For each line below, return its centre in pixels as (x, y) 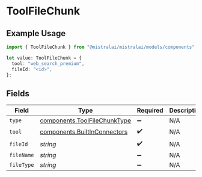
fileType (22, 165)
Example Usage (36, 33)
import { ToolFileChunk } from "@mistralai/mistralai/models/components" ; (102, 47)
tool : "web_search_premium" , (48, 64)
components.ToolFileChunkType (85, 120)
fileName (22, 155)
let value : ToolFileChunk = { (44, 58)
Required (150, 111)
